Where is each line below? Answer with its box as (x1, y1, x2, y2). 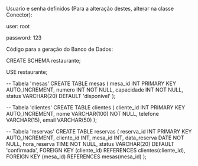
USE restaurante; (6, 69, 48, 76)
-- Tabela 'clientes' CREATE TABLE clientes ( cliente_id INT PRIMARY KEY (6, 104, 185, 111)
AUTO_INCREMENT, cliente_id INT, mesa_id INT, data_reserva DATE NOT (6, 134, 184, 141)
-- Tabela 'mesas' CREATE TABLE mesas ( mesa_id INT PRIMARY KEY (6, 80, 176, 87)
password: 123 (6, 34, 42, 41)
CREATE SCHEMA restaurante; (6, 57, 81, 64)
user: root (6, 23, 30, 30)
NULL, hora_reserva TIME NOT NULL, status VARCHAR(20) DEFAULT (6, 141, 174, 147)
